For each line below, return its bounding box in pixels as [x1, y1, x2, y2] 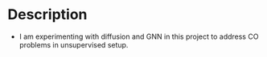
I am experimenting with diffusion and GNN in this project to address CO [18, 32, 259, 41]
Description [7, 6, 88, 24]
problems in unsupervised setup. [18, 40, 129, 49]
